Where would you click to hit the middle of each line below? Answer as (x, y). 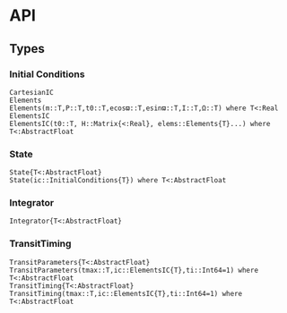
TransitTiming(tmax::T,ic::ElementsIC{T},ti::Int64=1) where (126, 293)
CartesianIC (31, 92)
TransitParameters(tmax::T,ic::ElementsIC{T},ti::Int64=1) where (134, 270)
